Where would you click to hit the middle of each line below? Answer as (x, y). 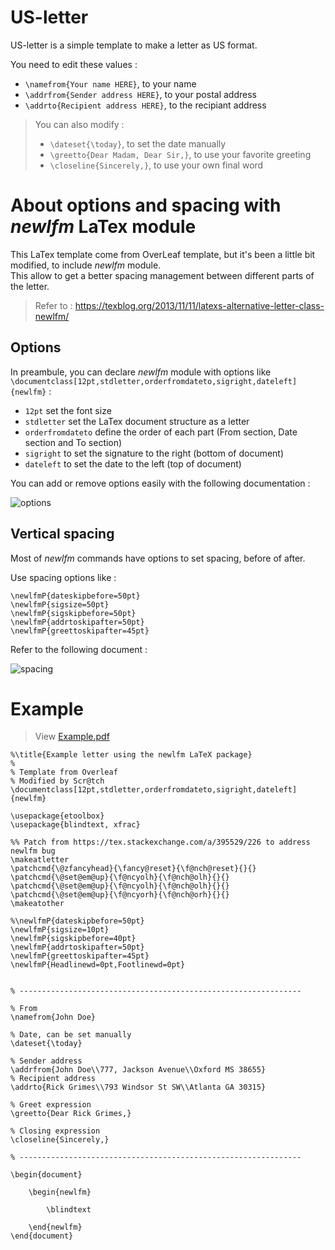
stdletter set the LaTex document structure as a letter (137, 421)
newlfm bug (33, 851)
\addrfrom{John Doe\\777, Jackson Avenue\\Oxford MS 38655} (138, 1070)
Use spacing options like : (63, 577)
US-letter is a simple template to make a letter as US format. (134, 45)
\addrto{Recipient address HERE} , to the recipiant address (145, 105)
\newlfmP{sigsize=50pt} (60, 604)
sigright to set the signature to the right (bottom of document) (154, 453)
